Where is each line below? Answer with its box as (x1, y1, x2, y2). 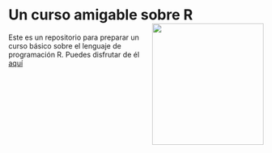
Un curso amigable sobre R (8, 6, 193, 24)
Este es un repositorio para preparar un (8, 32, 140, 42)
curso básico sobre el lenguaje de (8, 40, 121, 50)
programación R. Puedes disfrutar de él (8, 49, 140, 59)
